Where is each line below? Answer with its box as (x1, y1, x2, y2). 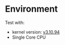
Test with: (5, 20, 25, 25)
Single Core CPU (12, 34, 46, 40)
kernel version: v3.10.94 (12, 29, 60, 35)
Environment (5, 3, 58, 15)
